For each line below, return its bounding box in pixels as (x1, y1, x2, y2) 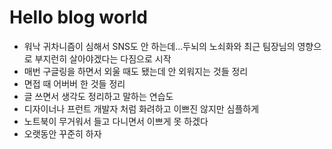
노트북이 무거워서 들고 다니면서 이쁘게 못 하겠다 (23, 115, 209, 127)
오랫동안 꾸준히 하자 (23, 127, 102, 140)
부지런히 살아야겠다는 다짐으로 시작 (34, 52, 172, 65)
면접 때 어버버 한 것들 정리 (23, 77, 126, 90)
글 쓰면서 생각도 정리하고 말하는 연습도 (23, 90, 174, 102)
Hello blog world (9, 6, 148, 29)
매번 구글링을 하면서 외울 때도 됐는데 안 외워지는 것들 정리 (23, 65, 249, 77)
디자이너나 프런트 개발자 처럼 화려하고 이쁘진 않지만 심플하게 (23, 102, 260, 115)
